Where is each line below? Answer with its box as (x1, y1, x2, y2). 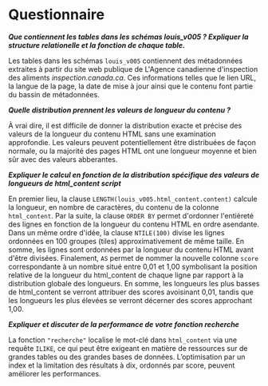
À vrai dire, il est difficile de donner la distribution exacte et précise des (8, 120, 242, 130)
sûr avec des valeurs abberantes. (8, 154, 118, 164)
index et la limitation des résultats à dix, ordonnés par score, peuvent (8, 360, 235, 370)
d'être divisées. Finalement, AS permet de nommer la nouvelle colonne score (8, 253, 259, 262)
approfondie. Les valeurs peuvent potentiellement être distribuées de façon (8, 137, 257, 147)
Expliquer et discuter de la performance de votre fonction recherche (8, 319, 239, 329)
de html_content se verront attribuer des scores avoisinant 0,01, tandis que (8, 287, 254, 297)
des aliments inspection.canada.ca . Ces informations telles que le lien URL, (8, 73, 257, 82)
